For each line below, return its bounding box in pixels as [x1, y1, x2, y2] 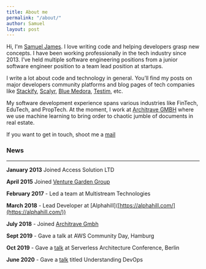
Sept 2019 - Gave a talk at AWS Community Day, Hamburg [6, 232, 154, 240]
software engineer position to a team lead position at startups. [6, 63, 164, 70]
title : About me [6, 9, 48, 15]
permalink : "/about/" [6, 15, 62, 21]
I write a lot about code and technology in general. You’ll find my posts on [6, 74, 193, 82]
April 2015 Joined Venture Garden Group [6, 177, 110, 185]
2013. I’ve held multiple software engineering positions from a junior [6, 56, 178, 63]
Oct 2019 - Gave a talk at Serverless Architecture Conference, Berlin [6, 244, 180, 251]
